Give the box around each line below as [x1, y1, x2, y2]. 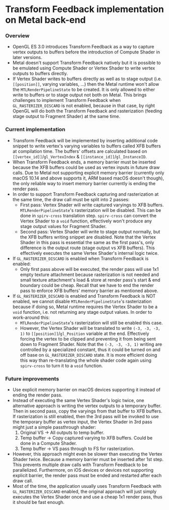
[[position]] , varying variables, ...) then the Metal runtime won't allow [12, 81, 159, 87]
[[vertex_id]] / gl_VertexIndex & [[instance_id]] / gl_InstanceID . [12, 153, 147, 159]
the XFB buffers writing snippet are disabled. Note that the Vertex [20, 234, 156, 240]
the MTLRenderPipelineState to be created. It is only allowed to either [12, 87, 155, 93]
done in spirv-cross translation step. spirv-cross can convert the [20, 212, 157, 218]
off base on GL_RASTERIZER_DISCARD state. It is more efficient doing [20, 352, 157, 358]
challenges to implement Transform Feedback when [12, 97, 121, 103]
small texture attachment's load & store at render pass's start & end [20, 276, 160, 283]
